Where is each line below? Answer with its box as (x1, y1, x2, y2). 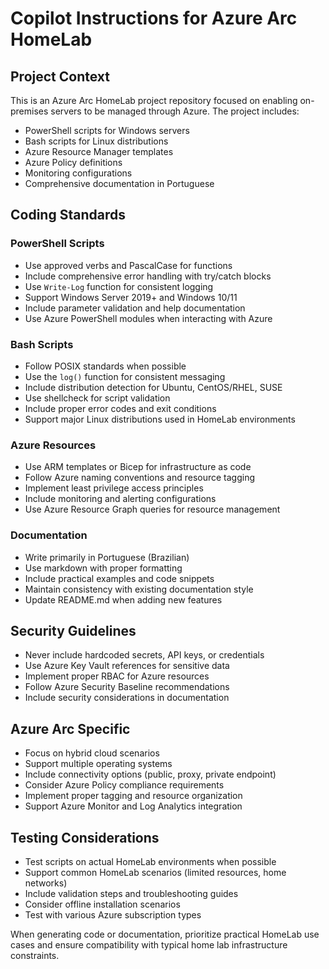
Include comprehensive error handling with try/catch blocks (24, 270, 272, 282)
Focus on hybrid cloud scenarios (24, 747, 160, 759)
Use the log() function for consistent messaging (24, 370, 226, 382)
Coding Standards (10, 207, 126, 224)
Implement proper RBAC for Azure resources (24, 670, 210, 682)
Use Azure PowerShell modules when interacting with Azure (24, 312, 273, 324)
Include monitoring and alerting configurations (24, 493, 217, 505)
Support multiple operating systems (24, 758, 173, 770)
